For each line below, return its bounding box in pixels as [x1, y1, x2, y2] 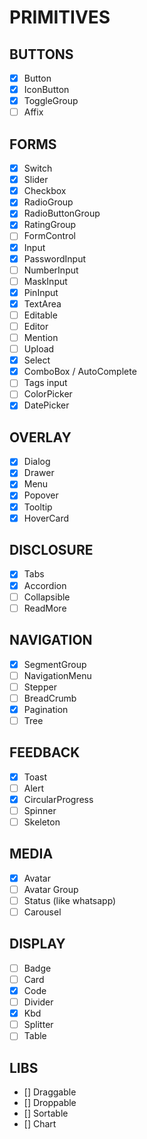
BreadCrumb [23, 692, 77, 704]
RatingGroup [23, 219, 77, 231]
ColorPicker [23, 388, 73, 400]
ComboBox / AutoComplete [23, 366, 137, 378]
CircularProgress [23, 793, 94, 805]
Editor [23, 320, 49, 332]
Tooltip [23, 501, 53, 513]
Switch [23, 162, 53, 175]
